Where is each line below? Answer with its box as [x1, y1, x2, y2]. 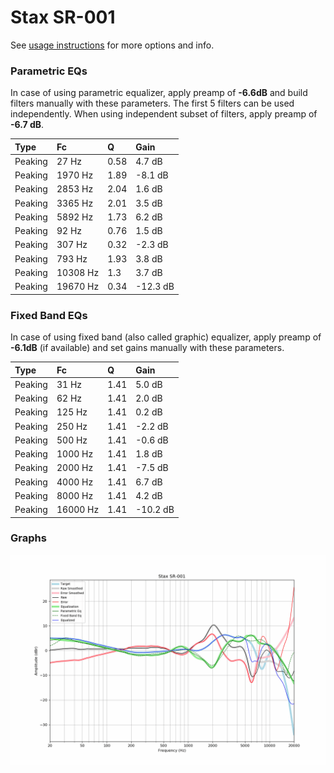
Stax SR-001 [10, 6, 116, 29]
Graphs [10, 531, 47, 545]
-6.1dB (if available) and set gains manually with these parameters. [10, 342, 285, 354]
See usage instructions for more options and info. [10, 39, 215, 51]
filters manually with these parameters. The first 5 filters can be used [10, 97, 295, 110]
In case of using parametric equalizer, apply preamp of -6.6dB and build [10, 87, 308, 99]
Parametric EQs [10, 64, 88, 78]
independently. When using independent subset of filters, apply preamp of [10, 108, 318, 120]
